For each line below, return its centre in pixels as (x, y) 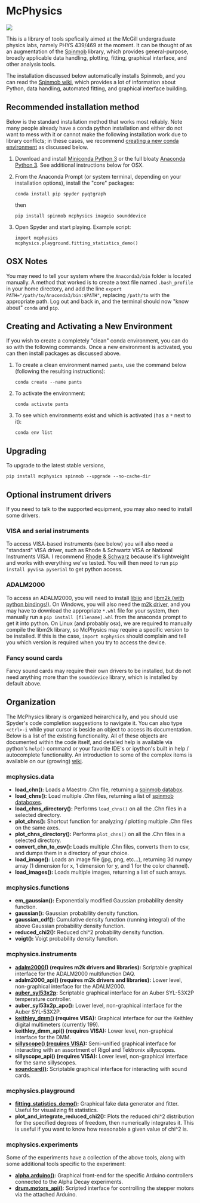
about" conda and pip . (33, 307)
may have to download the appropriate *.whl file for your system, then (93, 610)
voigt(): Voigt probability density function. (67, 939)
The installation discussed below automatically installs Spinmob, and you (96, 75)
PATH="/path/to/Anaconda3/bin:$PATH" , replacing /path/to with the (88, 295)
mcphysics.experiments (42, 1144)
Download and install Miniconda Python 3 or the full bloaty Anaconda (100, 158)
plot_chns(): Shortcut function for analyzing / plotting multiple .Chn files (104, 821)
